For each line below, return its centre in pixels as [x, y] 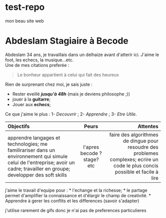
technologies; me [28, 144]
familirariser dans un [31, 150]
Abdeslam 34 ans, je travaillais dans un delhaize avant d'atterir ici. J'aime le [82, 54]
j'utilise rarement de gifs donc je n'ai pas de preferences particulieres [76, 210]
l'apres [91, 147]
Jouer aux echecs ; [31, 104]
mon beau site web [25, 21]
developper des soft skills [37, 175]
